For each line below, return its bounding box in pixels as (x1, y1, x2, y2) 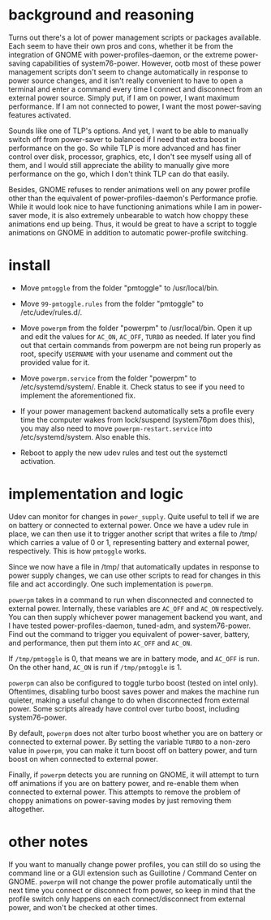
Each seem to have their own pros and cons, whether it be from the (8, 41, 234, 50)
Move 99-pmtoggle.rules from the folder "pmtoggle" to (19, 299, 204, 308)
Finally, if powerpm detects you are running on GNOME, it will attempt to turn (8, 769, 260, 780)
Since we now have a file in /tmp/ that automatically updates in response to (8, 561, 260, 571)
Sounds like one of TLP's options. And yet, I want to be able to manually (8, 126, 249, 135)
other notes (8, 833, 88, 851)
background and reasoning (8, 6, 195, 24)
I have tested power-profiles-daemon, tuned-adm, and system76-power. (8, 621, 252, 630)
